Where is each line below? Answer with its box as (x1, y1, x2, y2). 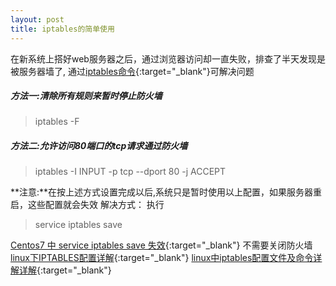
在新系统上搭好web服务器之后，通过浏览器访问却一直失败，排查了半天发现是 (10, 52, 326, 65)
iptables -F (34, 116, 80, 128)
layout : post (10, 14, 65, 25)
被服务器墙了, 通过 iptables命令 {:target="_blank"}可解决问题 (10, 65, 255, 77)
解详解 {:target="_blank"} (10, 264, 112, 276)
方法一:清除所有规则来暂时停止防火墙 (10, 90, 163, 102)
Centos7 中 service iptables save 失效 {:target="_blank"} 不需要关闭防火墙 (10, 239, 313, 251)
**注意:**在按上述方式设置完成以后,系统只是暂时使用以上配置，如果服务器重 (10, 186, 323, 198)
